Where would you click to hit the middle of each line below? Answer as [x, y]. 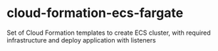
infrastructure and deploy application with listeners [81, 40]
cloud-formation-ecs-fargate [95, 13]
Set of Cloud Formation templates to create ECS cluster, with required [109, 33]
